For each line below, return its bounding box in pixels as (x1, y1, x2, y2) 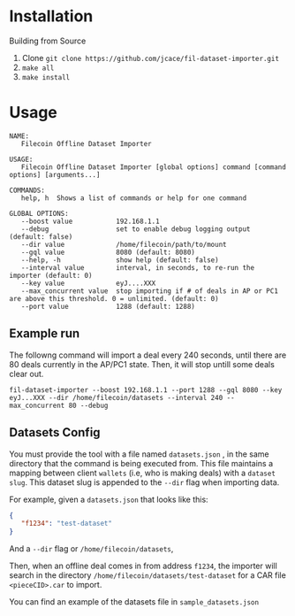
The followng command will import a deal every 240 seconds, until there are (9, 350, 287, 360)
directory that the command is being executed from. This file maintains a (9, 458, 274, 468)
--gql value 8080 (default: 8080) (20, 248, 196, 257)
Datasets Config (9, 425, 101, 440)
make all (21, 64, 55, 73)
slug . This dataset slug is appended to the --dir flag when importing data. (9, 476, 280, 488)
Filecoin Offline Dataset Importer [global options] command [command (20, 162, 287, 172)
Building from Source (9, 35, 87, 46)
